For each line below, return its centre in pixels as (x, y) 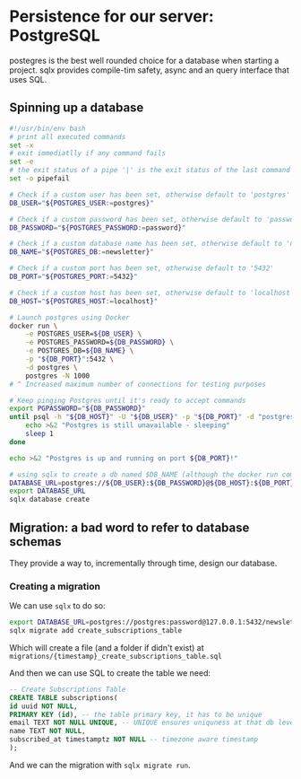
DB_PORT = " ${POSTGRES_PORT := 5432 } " (74, 276)
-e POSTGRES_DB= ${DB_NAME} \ (80, 351)
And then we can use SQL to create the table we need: (110, 673)
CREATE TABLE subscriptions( (64, 697)
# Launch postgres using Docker (69, 317)
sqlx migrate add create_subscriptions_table (95, 631)
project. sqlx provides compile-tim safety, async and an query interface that (149, 70)
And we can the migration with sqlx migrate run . (100, 765)
